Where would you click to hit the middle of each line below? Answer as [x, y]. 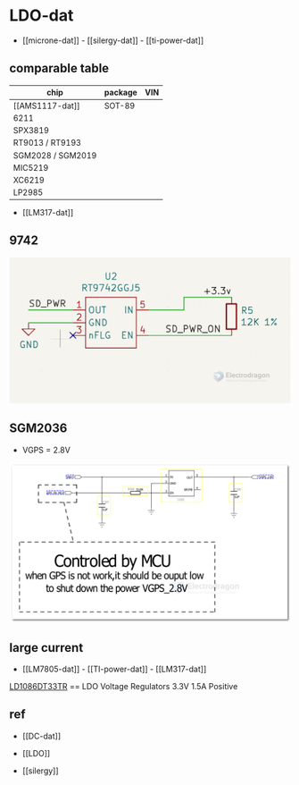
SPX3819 [31, 130]
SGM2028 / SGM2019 [55, 155]
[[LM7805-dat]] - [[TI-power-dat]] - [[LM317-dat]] [114, 669]
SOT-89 [120, 106]
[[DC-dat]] [42, 736]
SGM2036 [38, 429]
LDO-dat [42, 16]
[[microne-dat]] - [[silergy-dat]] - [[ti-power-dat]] [113, 40]
